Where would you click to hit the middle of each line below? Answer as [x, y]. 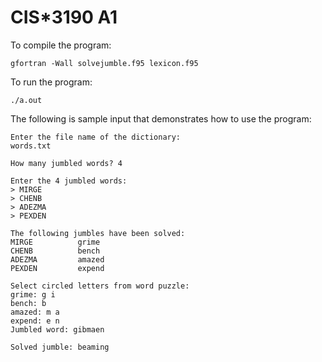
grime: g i [33, 294]
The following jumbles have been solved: [98, 233]
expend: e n [35, 321]
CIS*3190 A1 [64, 17]
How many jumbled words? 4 [66, 163]
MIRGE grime [55, 242]
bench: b [28, 303]
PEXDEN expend [57, 268]
